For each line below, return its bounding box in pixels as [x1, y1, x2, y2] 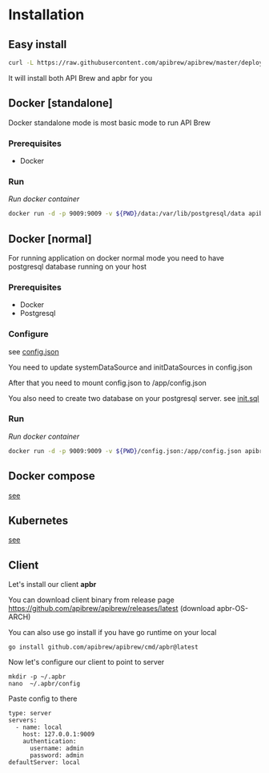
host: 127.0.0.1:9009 [22, 731, 94, 739]
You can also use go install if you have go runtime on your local [8, 628, 217, 637]
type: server [8, 710, 52, 718]
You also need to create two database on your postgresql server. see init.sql [8, 393, 259, 403]
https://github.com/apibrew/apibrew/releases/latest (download [8, 604, 215, 613]
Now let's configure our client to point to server [8, 658, 165, 667]
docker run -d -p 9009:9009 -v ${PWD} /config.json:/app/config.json [8, 447, 242, 455]
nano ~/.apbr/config [8, 680, 81, 688]
